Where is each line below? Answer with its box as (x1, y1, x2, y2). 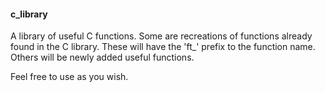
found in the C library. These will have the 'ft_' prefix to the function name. (10, 41, 316, 53)
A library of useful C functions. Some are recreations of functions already (10, 30, 313, 42)
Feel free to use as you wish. (10, 71, 129, 83)
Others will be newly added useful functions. (10, 51, 195, 64)
